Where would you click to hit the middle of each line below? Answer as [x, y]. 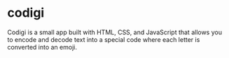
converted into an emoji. [42, 47]
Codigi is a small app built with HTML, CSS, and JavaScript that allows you [115, 32]
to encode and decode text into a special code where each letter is [104, 39]
